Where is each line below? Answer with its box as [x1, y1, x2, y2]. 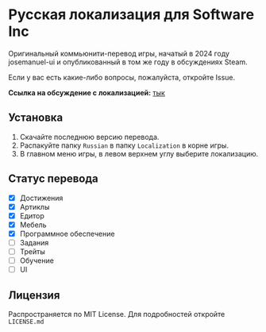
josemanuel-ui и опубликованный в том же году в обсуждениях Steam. [8, 57, 248, 67]
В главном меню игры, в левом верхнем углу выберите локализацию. [19, 149, 259, 158]
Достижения [19, 193, 64, 203]
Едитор [19, 210, 45, 220]
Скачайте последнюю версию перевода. [19, 132, 160, 141]
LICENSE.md [8, 318, 44, 326]
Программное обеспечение [19, 229, 115, 238]
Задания [19, 237, 49, 247]
